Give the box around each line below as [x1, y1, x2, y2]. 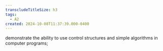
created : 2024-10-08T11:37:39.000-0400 [5, 21, 90, 26]
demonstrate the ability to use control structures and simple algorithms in [5, 35, 158, 41]
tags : [5, 12, 17, 17]
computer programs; [5, 40, 48, 46]
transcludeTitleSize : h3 [5, 7, 58, 12]
